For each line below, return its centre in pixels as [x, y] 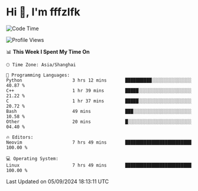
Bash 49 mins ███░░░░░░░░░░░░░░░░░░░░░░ [99, 111]
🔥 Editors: [20, 137]
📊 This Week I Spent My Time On [48, 51]
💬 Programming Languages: [38, 75]
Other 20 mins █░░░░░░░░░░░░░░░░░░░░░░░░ [99, 122]
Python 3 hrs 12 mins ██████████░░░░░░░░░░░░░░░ [99, 80]
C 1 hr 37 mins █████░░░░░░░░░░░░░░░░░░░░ [99, 101]
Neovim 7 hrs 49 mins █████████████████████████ [99, 142]
